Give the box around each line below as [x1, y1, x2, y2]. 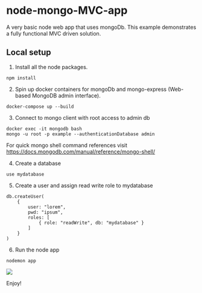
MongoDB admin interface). [32, 91, 101, 99]
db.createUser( [6, 193, 45, 199]
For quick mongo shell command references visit [6, 141, 128, 149]
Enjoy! [6, 279, 22, 286]
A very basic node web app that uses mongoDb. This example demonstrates [6, 23, 197, 31]
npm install [6, 75, 36, 81]
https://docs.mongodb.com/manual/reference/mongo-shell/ [6, 148, 156, 155]
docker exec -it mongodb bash [6, 126, 83, 132]
